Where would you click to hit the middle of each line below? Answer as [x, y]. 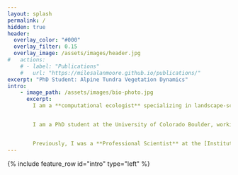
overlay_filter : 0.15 [46, 47]
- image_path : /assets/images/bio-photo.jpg [87, 92]
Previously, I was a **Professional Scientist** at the [117, 143]
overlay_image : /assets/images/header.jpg [77, 54]
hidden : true [27, 27]
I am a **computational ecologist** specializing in [112, 106]
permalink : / [27, 20]
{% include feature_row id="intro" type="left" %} [79, 164]
